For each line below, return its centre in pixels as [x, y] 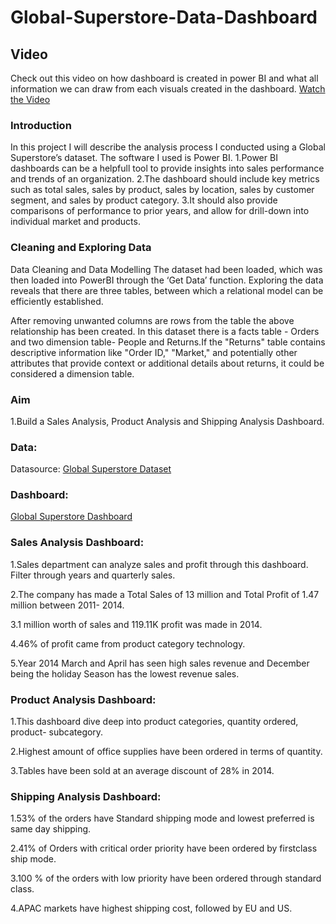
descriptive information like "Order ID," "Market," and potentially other [154, 352]
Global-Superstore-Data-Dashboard [164, 17]
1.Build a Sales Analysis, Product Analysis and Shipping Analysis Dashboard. [167, 421]
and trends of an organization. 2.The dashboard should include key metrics [165, 179]
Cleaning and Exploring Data [81, 248]
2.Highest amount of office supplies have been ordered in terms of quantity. [166, 752]
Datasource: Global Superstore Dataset [91, 469]
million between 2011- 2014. [67, 605]
